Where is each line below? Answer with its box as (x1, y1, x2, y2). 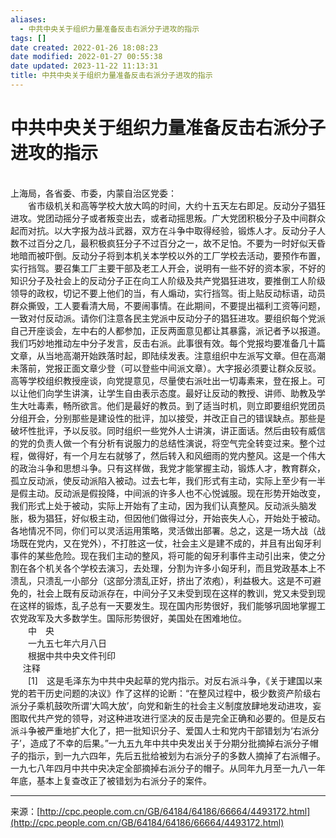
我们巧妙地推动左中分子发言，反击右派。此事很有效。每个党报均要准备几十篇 (10, 337, 326, 349)
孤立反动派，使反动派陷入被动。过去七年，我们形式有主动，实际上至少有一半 (10, 474, 326, 486)
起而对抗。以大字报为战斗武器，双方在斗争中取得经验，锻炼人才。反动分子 (10, 224, 317, 236)
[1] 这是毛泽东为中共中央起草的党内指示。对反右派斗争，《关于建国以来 (27, 674, 323, 686)
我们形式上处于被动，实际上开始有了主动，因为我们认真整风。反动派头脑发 (10, 499, 317, 511)
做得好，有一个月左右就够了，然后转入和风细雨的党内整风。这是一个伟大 (27, 449, 326, 461)
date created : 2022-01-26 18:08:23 (10, 42, 159, 53)
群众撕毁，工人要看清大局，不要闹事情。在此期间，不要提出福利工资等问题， (10, 299, 326, 311)
